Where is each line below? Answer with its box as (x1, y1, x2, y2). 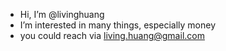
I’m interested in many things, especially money (19, 19, 217, 31)
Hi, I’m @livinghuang (19, 9, 105, 20)
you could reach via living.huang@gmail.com (19, 30, 205, 41)
